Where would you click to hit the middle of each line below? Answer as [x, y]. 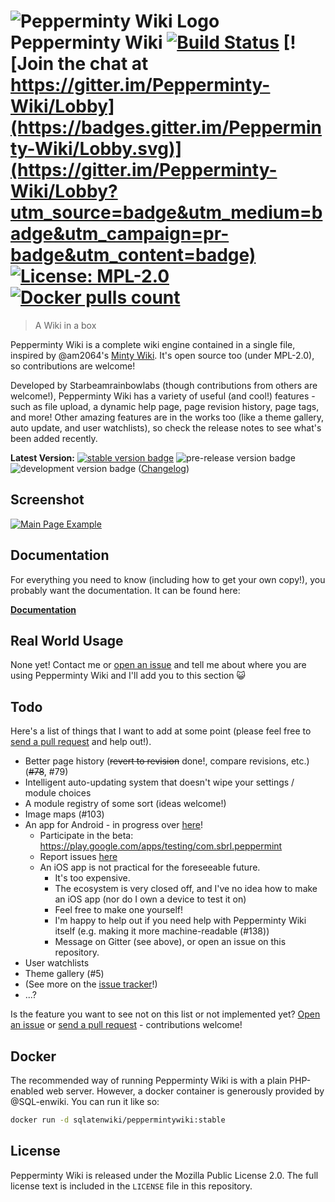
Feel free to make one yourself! [119, 910]
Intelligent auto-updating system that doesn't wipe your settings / [159, 782]
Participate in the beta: [86, 836]
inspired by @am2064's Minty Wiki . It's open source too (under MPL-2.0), [162, 355]
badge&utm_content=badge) [133, 255]
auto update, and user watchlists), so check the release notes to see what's [166, 427]
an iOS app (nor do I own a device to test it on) [150, 899]
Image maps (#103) [64, 814]
